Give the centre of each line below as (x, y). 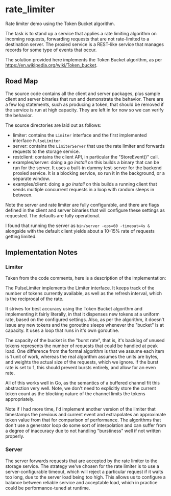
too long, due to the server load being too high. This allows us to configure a (86, 477)
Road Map (22, 81)
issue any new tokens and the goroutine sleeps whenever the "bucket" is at (85, 325)
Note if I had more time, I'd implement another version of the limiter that (80, 409)
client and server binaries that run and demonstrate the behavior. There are (84, 99)
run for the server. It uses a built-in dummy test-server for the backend (87, 168)
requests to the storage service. (46, 151)
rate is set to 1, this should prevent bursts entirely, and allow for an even (81, 368)
